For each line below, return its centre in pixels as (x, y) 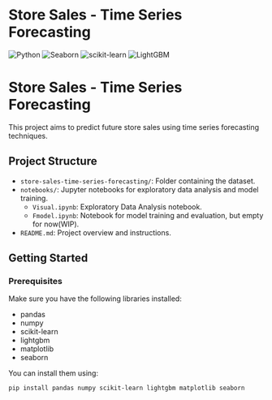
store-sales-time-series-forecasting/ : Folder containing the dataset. (138, 181)
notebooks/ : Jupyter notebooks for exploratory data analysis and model (139, 189)
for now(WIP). (56, 224)
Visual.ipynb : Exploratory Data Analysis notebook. (117, 206)
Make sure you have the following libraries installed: (95, 299)
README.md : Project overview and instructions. (96, 232)
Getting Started (48, 258)
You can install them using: (54, 373)
